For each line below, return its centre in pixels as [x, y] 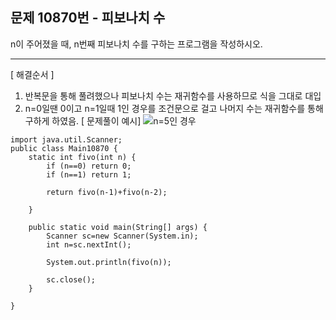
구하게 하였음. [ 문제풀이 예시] [83, 120]
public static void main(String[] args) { [118, 227]
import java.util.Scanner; [66, 139]
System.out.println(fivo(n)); [109, 262]
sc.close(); [71, 279]
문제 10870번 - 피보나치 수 [88, 18]
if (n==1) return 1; [89, 174]
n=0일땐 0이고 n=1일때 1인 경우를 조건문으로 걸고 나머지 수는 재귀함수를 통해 [174, 108]
